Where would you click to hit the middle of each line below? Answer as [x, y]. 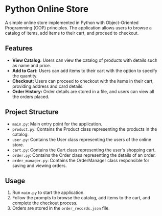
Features [19, 48]
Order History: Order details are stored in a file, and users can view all [83, 91]
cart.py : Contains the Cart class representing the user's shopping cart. [84, 150]
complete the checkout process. [45, 203]
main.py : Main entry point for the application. [57, 124]
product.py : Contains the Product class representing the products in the [85, 129]
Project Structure [32, 112]
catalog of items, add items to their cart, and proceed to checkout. [72, 33]
